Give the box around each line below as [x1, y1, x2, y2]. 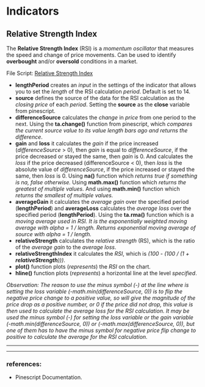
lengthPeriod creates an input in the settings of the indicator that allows [15, 81, 196, 89]
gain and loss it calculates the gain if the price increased [15, 140, 159, 147]
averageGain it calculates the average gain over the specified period [15, 198, 189, 205]
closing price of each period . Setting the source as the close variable [15, 101, 190, 108]
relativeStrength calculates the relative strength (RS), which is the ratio [15, 237, 195, 244]
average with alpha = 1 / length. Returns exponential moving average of [15, 224, 196, 231]
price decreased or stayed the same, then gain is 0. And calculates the [15, 153, 193, 160]
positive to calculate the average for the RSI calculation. [6, 333, 148, 340]
